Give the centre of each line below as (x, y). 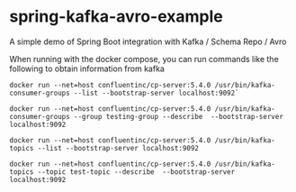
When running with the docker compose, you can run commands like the (144, 59)
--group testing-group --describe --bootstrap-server (178, 116)
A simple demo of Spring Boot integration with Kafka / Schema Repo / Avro (148, 41)
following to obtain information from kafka (87, 69)
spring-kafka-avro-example (116, 17)
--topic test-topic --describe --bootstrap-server (136, 172)
